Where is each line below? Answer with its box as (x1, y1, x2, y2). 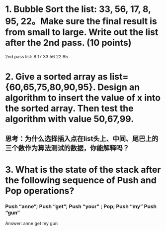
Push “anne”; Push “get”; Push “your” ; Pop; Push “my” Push (5, 203, 157, 210)
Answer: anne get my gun (5, 221, 58, 226)
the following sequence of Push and (5, 174, 157, 186)
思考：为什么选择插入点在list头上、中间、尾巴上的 (5, 134, 159, 143)
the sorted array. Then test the (5, 103, 134, 114)
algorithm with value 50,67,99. (5, 114, 134, 125)
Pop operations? (5, 185, 75, 196)
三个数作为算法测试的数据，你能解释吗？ (5, 143, 129, 152)
